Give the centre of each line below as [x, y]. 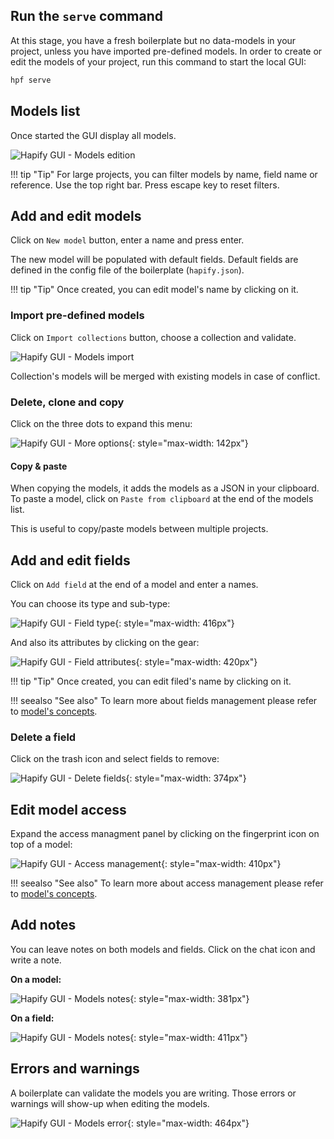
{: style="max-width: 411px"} [188, 1037]
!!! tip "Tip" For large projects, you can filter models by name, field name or [164, 174]
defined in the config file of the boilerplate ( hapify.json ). [127, 270]
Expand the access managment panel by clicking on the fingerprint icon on [165, 834]
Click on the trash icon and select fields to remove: [115, 759]
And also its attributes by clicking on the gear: [105, 642]
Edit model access [68, 809]
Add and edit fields [70, 560]
